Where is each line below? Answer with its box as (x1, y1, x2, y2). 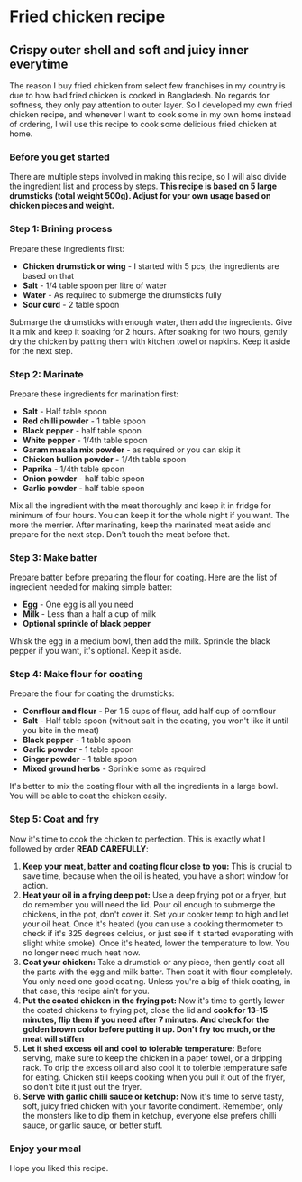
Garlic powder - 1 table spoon (22, 744, 134, 755)
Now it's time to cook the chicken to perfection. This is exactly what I (9, 833, 266, 844)
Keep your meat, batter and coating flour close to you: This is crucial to (22, 861, 293, 871)
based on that (22, 270, 75, 281)
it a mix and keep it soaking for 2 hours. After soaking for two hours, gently (9, 326, 288, 337)
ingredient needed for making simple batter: (9, 582, 173, 592)
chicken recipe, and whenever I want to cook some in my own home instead (9, 109, 292, 119)
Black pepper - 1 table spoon (22, 734, 132, 746)
